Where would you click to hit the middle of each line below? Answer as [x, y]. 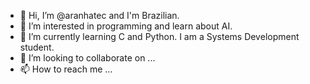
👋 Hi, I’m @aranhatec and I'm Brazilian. [99, 15]
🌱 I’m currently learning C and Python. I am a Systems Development [159, 36]
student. [37, 47]
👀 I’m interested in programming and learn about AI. [126, 26]
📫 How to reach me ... [66, 69]
